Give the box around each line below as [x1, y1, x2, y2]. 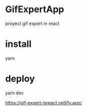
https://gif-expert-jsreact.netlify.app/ [5, 99, 82, 105]
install [5, 38, 32, 50]
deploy [5, 73, 35, 85]
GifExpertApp [5, 4, 64, 15]
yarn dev [5, 90, 24, 96]
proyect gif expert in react [5, 20, 60, 26]
